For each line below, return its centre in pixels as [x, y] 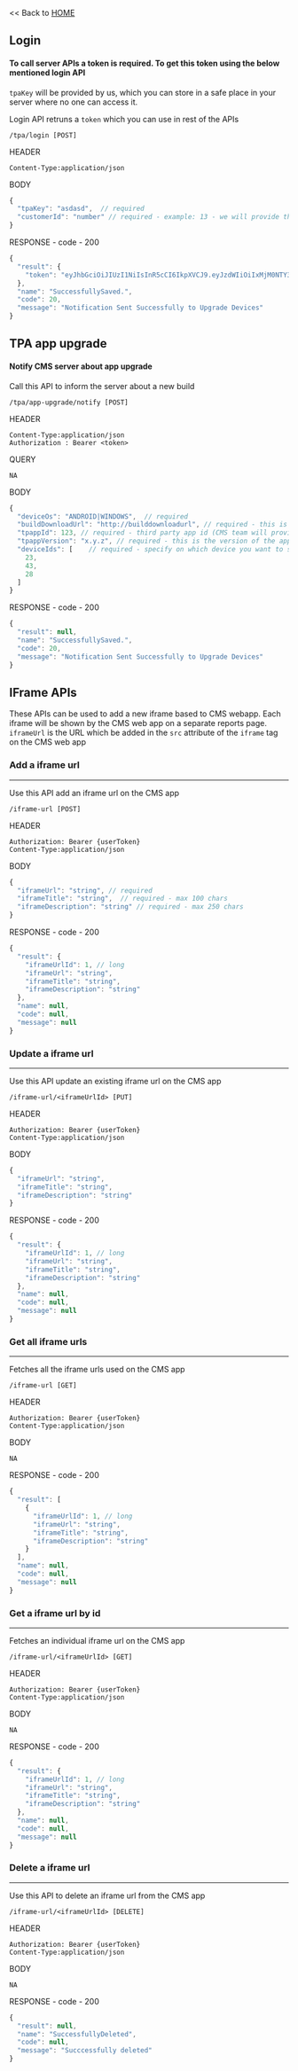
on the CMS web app [48, 742]
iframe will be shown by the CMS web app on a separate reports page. [138, 723]
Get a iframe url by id [55, 1613]
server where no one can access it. [74, 102]
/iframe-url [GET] [43, 1386]
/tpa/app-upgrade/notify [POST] [69, 402]
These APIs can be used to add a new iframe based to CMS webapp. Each [145, 714]
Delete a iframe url [50, 1868]
